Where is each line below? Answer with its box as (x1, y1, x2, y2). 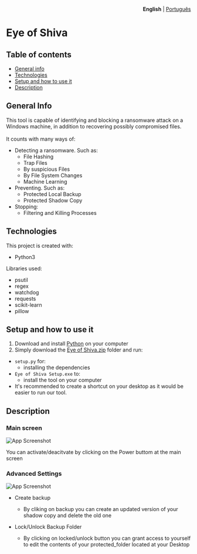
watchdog (14, 288, 39, 296)
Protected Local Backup (23, 190, 81, 197)
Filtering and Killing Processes (23, 209, 97, 216)
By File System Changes (23, 171, 83, 179)
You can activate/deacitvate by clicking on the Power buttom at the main (6, 449, 182, 456)
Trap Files (23, 159, 48, 166)
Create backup (14, 495, 51, 502)
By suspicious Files (23, 165, 70, 172)
